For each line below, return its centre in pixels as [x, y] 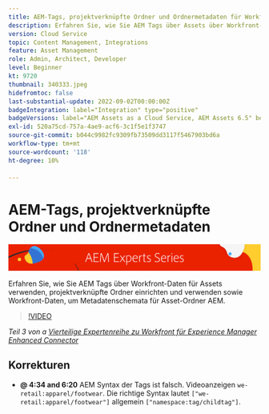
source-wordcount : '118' [50, 152]
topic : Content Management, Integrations [78, 42]
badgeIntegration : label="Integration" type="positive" [103, 110]
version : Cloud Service [48, 34]
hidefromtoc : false [41, 93]
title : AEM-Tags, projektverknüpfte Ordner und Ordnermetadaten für [125, 17]
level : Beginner [35, 68]
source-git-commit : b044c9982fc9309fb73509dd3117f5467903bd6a [114, 135]
